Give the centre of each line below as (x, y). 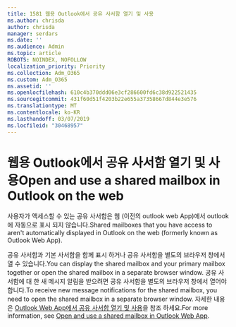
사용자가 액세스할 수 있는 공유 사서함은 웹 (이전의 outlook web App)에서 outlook (118, 216)
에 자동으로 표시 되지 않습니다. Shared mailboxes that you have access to (110, 225)
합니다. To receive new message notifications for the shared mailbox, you (112, 290)
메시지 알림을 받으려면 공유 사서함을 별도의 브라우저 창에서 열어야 (138, 281)
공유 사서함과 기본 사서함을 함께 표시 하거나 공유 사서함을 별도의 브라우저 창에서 (116, 255)
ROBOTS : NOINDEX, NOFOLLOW (47, 60)
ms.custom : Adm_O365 (38, 79)
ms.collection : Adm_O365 (44, 73)
